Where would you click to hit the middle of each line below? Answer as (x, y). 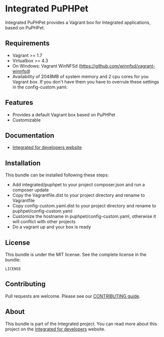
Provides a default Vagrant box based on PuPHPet (64, 114)
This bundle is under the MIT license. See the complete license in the (76, 254)
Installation (23, 163)
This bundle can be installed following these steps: (57, 175)
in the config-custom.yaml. (40, 87)
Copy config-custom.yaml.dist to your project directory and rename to (84, 206)
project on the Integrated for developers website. (55, 329)
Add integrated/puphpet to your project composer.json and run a (79, 185)
